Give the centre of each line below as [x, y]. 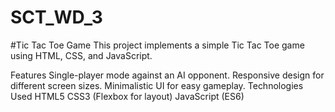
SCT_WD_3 [56, 17]
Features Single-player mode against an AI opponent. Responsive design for [167, 75]
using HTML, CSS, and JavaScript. [81, 55]
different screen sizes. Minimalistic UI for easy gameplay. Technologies [157, 85]
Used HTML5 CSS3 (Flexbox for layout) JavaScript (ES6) [127, 96]
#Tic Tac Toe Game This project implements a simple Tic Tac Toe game [157, 45]
